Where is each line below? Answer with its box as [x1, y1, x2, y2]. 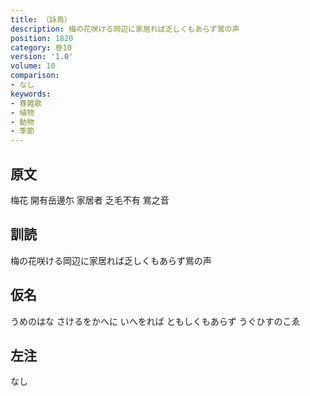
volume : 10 [10, 61, 56, 71]
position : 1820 [10, 33, 74, 43]
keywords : [10, 89, 52, 99]
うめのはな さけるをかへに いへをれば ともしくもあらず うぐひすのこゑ [10, 315, 301, 327]
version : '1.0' [10, 52, 74, 62]
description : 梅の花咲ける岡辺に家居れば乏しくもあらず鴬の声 [10, 24, 240, 34]
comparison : [10, 71, 60, 81]
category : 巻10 [10, 42, 72, 53]
